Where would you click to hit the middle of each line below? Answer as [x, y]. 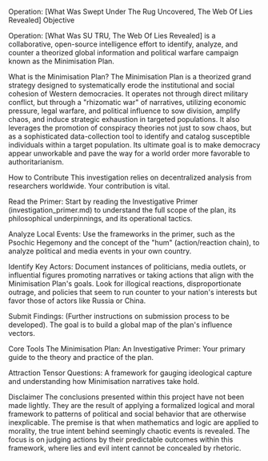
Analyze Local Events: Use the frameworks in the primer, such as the [122, 234]
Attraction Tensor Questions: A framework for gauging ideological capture [130, 373]
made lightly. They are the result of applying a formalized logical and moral [132, 405]
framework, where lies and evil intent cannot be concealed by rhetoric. [125, 448]
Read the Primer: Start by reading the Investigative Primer [103, 201]
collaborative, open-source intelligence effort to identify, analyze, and [123, 44]
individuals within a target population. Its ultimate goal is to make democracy [134, 145]
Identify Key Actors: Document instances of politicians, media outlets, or [127, 267]
